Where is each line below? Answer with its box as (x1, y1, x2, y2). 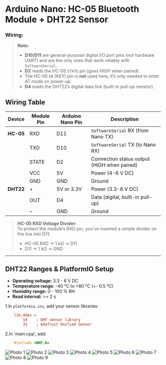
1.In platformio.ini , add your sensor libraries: (5, 303, 99, 309)
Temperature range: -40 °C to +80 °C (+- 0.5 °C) (12, 283, 114, 289)
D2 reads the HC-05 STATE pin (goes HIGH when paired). (24, 68, 140, 74)
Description (110, 116, 139, 123)
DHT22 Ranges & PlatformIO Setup (5, 265, 114, 273)
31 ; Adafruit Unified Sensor (23, 322, 92, 327)
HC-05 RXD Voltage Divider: (17, 220, 77, 226)
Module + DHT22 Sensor (5, 14, 109, 25)
